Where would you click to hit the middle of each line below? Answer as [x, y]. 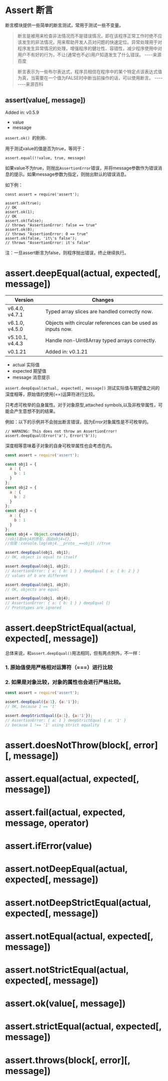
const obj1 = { [21, 464]
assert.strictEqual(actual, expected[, [83, 1027]
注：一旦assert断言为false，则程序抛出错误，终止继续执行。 [67, 253]
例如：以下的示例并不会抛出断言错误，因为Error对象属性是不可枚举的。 [78, 422]
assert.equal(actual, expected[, [72, 778]
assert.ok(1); [20, 212]
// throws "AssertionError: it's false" [48, 243]
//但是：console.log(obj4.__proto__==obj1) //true [58, 544]
